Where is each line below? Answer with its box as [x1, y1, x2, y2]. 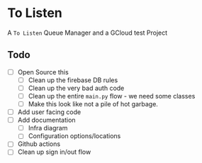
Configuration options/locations [28, 132, 121, 140]
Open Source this [17, 67, 69, 76]
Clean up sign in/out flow [17, 147, 91, 157]
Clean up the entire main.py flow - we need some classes [28, 91, 196, 100]
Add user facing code [17, 108, 82, 116]
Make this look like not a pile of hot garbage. [28, 100, 158, 108]
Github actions [17, 140, 61, 148]
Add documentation [17, 116, 76, 125]
